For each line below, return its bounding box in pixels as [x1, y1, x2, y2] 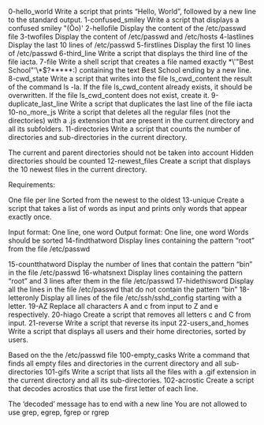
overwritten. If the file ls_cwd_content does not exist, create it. [8, 91, 210, 100]
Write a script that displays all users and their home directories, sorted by [8, 327, 247, 336]
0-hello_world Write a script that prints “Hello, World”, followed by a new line [8, 7, 256, 16]
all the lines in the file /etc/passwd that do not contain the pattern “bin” [8, 284, 238, 294]
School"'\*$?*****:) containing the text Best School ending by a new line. [8, 66, 252, 74]
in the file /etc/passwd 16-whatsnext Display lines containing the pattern [8, 268, 243, 277]
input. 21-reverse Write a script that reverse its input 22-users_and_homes [8, 318, 250, 327]
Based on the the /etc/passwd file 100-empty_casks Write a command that [8, 351, 250, 359]
